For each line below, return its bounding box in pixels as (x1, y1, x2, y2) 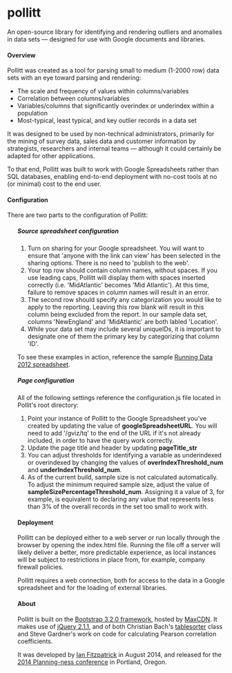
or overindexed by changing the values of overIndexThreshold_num (27, 458, 224, 467)
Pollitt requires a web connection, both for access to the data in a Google (17, 576, 225, 585)
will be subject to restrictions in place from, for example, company (17, 556, 206, 564)
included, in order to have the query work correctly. (27, 437, 174, 445)
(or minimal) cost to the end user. (7, 180, 101, 188)
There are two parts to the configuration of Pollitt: (7, 211, 148, 219)
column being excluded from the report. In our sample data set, (27, 310, 208, 319)
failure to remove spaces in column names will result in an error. (27, 288, 209, 296)
